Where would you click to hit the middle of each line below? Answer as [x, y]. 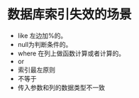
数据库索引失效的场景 [70, 15]
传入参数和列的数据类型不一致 [61, 87]
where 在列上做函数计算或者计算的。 [71, 53]
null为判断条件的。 [45, 44]
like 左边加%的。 [42, 36]
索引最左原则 [36, 70]
